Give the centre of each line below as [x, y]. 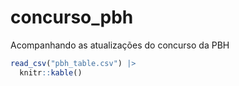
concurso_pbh [72, 17]
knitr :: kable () [51, 72]
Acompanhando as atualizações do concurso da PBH [120, 45]
